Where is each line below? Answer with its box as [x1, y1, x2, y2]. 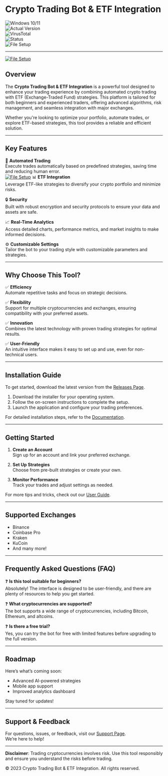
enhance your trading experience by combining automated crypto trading [5, 89, 156, 95]
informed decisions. [5, 231, 46, 237]
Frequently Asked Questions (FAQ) [5, 564, 116, 573]
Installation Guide [5, 371, 61, 379]
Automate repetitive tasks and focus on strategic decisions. [5, 290, 127, 296]
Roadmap [5, 655, 36, 663]
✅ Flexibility [5, 299, 31, 306]
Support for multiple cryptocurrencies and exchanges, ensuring [5, 305, 136, 311]
